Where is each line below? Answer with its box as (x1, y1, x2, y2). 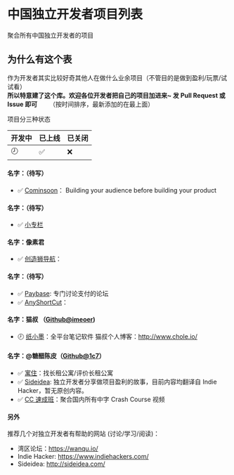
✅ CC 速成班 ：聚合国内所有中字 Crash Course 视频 (17, 395, 165, 403)
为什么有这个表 (7, 53, 72, 65)
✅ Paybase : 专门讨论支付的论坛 (17, 289, 109, 297)
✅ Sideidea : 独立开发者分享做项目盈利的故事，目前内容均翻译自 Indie (17, 377, 217, 386)
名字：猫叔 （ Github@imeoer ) (7, 315, 96, 324)
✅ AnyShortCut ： (17, 298, 68, 306)
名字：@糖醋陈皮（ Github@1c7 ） (7, 352, 105, 360)
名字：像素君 (7, 237, 44, 246)
